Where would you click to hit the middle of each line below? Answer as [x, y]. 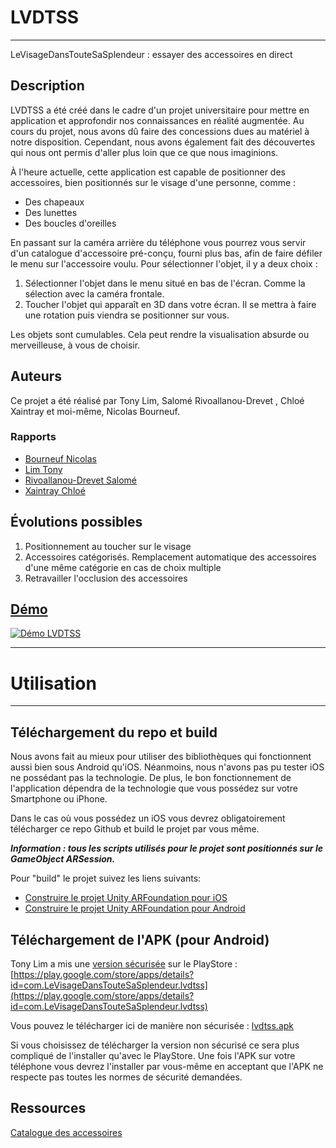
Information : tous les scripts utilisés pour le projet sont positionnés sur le [166, 848]
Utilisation [53, 683]
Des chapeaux [54, 202]
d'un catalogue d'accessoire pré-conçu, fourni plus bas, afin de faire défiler [166, 253]
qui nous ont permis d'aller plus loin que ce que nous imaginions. [144, 152]
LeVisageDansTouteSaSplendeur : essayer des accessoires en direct [151, 54]
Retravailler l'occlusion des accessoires [106, 578]
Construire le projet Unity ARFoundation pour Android [135, 908]
